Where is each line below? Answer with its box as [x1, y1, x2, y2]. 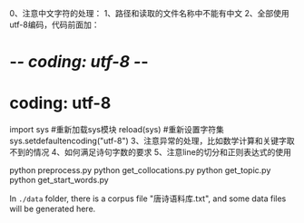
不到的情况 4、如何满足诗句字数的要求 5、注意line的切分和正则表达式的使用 [9, 147, 292, 158]
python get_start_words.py [9, 175, 109, 186]
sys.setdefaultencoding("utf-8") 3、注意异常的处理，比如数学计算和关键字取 [9, 135, 295, 147]
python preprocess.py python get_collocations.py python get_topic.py [9, 165, 271, 176]
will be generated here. [9, 203, 96, 215]
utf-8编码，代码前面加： [9, 19, 100, 30]
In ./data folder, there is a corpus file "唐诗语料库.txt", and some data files [9, 193, 287, 204]
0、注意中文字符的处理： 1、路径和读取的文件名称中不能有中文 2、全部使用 [9, 8, 289, 18]
